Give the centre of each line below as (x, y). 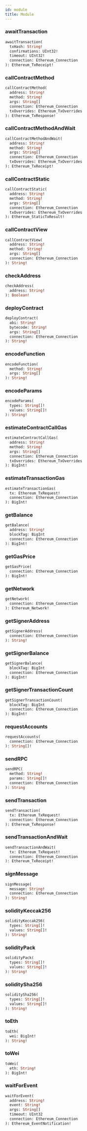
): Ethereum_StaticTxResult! (35, 217)
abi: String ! (23, 323)
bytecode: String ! (29, 327)
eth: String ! (23, 1068)
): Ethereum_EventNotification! (38, 1124)
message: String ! (27, 889)
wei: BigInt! (23, 1036)
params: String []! (29, 778)
